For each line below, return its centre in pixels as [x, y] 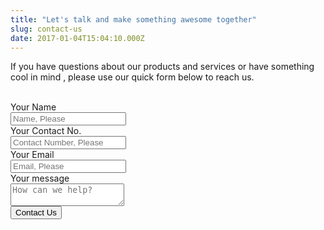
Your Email [32, 155]
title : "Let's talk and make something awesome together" [133, 19]
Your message [40, 178]
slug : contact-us [46, 29]
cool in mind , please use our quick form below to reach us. [132, 77]
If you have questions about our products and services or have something [162, 67]
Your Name [33, 107]
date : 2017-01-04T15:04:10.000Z [77, 38]
